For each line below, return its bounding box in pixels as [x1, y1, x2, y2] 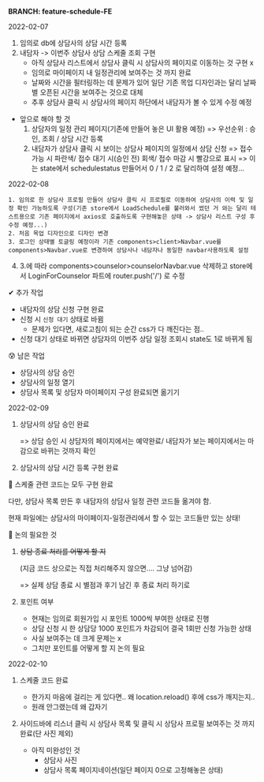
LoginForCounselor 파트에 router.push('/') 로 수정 [28, 271, 185, 280]
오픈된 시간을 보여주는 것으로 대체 [39, 88, 143, 97]
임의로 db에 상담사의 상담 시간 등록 [19, 39, 128, 47]
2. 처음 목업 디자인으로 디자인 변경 [8, 230, 109, 238]
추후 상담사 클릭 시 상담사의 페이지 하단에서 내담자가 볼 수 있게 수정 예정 [31, 98, 252, 107]
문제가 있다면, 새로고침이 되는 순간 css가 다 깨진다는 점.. [31, 324, 205, 334]
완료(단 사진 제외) [19, 729, 74, 738]
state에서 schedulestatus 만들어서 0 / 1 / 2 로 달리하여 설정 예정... [39, 163, 245, 173]
